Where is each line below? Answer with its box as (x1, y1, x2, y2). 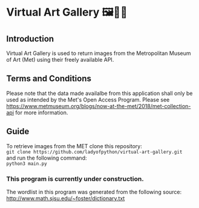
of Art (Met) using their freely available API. (6, 56, 114, 63)
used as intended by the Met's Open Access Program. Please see (6, 96, 170, 103)
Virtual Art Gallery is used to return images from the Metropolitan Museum (6, 50, 192, 57)
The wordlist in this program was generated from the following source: (6, 188, 182, 195)
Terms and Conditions (6, 74, 92, 84)
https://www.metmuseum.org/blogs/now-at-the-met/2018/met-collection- (6, 102, 191, 109)
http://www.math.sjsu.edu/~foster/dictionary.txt (6, 195, 125, 202)
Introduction (6, 33, 54, 44)
